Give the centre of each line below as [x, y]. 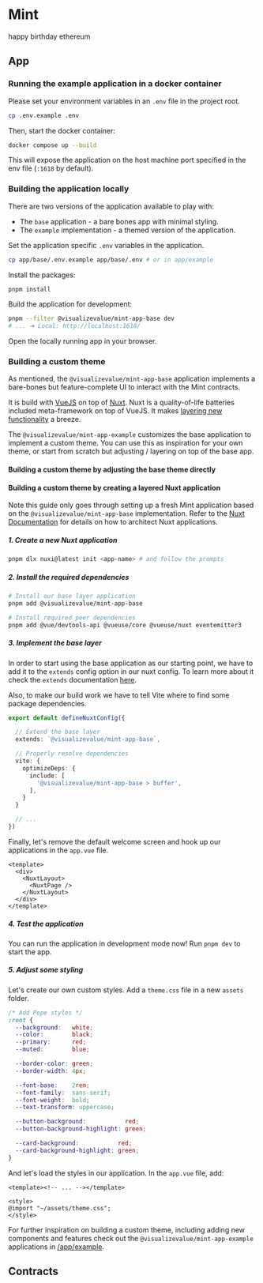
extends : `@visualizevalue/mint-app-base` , [88, 739]
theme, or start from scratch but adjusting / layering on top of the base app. [131, 451]
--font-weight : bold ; [53, 1100]
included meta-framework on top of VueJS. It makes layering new [115, 411]
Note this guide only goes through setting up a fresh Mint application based [131, 505]
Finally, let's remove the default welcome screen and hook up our [115, 841]
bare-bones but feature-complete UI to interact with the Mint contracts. [124, 387]
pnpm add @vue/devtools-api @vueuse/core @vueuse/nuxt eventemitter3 [125, 625]
